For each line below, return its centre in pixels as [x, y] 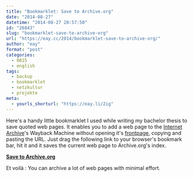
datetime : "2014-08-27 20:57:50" [47, 22]
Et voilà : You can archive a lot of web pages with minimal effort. [83, 168]
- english [23, 66]
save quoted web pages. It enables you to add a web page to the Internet [94, 127]
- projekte [25, 93]
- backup [22, 77]
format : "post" [25, 50]
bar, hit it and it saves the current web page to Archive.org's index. [86, 145]
